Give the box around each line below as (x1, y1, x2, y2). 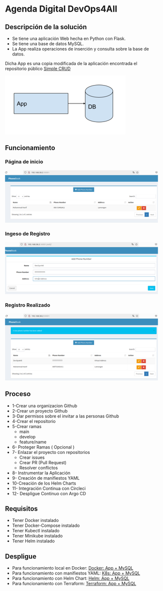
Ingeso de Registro (5, 230, 50, 237)
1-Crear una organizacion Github (12, 402, 78, 409)
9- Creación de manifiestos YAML (12, 475, 80, 481)
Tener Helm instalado (12, 538, 55, 544)
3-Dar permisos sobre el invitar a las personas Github (12, 413, 119, 419)
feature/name (19, 439, 47, 445)
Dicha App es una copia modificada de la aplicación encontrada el (5, 61, 137, 66)
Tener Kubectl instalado (12, 528, 60, 534)
